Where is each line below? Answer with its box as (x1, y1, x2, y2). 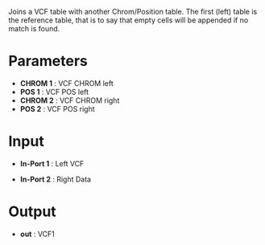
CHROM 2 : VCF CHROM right (19, 96, 120, 105)
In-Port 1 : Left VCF (19, 158, 85, 168)
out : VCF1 (19, 229, 55, 239)
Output (8, 202, 56, 221)
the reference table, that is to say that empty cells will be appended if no (8, 15, 249, 25)
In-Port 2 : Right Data (19, 174, 91, 184)
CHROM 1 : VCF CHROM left (19, 78, 114, 88)
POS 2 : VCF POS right (19, 104, 95, 113)
